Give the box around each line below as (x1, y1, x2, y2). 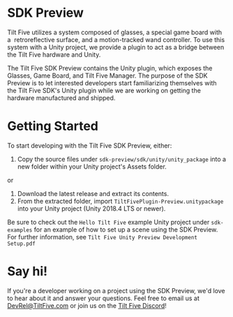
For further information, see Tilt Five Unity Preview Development (7, 232, 197, 241)
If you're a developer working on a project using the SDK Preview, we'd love (7, 286, 225, 295)
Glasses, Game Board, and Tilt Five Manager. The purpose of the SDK (7, 71, 208, 80)
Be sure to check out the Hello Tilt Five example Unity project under (7, 218, 210, 226)
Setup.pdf (7, 240, 36, 247)
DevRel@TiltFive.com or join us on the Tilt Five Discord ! (7, 301, 167, 309)
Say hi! (7, 264, 48, 279)
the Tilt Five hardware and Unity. (7, 50, 101, 59)
